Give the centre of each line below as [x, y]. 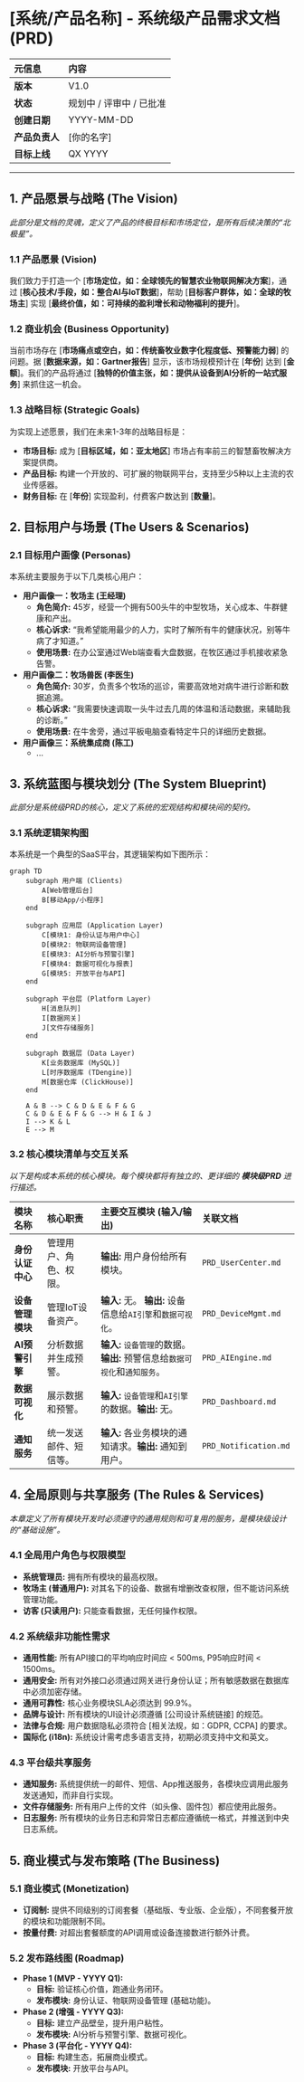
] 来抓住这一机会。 [52, 385]
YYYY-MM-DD [101, 119]
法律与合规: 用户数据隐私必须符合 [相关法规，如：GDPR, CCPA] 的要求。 [157, 1725]
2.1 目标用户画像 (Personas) [70, 555]
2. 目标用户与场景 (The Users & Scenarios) [129, 527]
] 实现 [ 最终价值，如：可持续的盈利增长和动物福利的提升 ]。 [135, 303]
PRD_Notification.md [246, 1445]
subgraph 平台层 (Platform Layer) [89, 999]
